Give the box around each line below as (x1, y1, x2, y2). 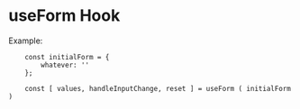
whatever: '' (41, 60, 90, 69)
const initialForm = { (24, 52, 110, 61)
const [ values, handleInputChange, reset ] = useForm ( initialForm (24, 84, 292, 93)
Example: (8, 35, 43, 46)
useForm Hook (8, 5, 121, 26)
